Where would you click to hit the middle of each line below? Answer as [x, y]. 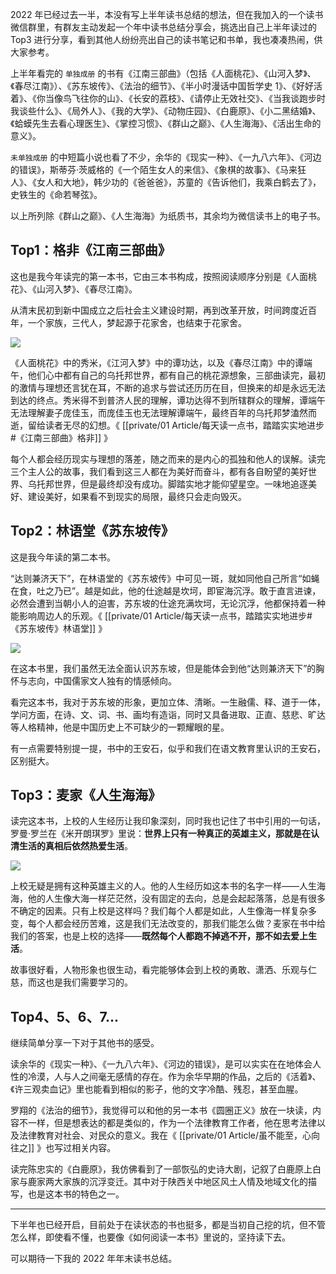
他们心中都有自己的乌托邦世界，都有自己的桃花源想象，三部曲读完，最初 [176, 375]
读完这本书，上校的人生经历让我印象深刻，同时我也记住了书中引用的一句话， [168, 821]
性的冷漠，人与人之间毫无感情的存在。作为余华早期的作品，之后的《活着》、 [166, 1077]
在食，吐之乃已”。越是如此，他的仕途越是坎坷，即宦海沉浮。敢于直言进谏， [166, 590]
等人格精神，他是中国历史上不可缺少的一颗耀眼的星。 [120, 727]
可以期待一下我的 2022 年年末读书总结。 [94, 1259]
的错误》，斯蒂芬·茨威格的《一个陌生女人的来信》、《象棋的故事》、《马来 [154, 169]
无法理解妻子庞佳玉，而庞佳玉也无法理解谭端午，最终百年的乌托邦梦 [150, 412]
